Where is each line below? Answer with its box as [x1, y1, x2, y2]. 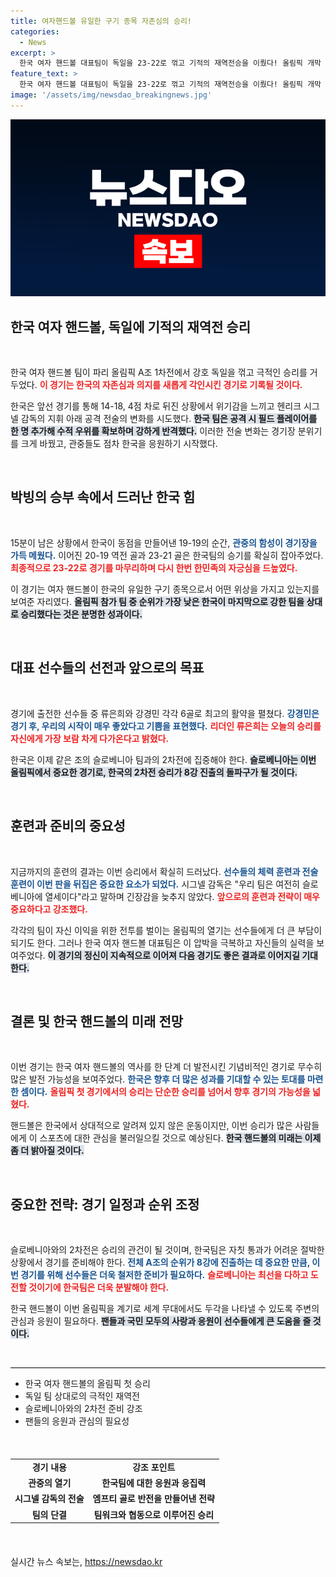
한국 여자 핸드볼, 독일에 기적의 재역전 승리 [10, 318, 251, 335]
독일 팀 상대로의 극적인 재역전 [24, 1390, 140, 1402]
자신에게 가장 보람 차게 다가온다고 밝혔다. [10, 732, 170, 744]
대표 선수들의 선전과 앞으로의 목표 [10, 660, 205, 677]
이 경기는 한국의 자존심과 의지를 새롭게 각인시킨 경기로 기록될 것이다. [39, 379, 303, 391]
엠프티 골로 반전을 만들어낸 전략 [92, 1493, 215, 1505]
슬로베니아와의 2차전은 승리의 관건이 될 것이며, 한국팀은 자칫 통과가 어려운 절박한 [10, 1244, 325, 1256]
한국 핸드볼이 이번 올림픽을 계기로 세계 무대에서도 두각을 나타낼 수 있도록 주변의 [10, 1303, 320, 1315]
